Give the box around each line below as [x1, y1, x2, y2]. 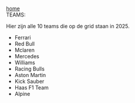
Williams [14, 59, 35, 66]
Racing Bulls [14, 65, 45, 72]
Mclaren [14, 46, 35, 54]
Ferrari [14, 34, 31, 41]
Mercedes [14, 53, 39, 59]
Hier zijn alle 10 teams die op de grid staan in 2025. [6, 23, 130, 29]
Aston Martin [14, 72, 46, 78]
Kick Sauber [14, 78, 45, 85]
